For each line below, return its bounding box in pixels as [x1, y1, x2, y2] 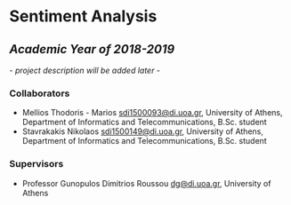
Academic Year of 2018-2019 [9, 42, 175, 57]
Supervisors [9, 158, 64, 170]
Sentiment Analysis [9, 6, 158, 27]
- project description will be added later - [9, 65, 161, 75]
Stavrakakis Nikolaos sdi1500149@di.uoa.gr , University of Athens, [21, 126, 264, 137]
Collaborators [9, 87, 70, 99]
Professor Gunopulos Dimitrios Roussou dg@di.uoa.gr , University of [21, 177, 271, 188]
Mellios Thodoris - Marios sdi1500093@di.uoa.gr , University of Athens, [21, 107, 283, 118]
